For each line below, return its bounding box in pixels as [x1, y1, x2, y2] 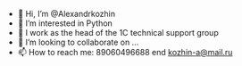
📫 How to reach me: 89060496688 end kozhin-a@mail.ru [17, 47, 233, 57]
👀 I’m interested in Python [17, 18, 113, 29]
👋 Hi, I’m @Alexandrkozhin [17, 9, 116, 19]
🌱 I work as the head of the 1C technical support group [17, 28, 219, 37]
